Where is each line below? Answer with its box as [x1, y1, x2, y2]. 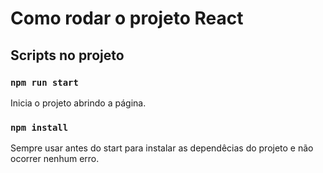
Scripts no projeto [10, 47, 125, 64]
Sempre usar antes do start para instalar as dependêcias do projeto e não [10, 142, 314, 154]
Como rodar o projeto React [10, 7, 244, 30]
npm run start [10, 77, 79, 88]
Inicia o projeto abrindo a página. [10, 97, 147, 109]
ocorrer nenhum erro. [10, 153, 100, 165]
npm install [10, 122, 69, 133]
